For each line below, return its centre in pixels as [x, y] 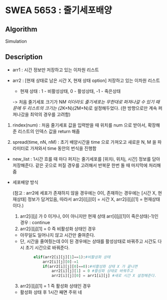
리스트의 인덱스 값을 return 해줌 [49, 131]
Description [24, 57]
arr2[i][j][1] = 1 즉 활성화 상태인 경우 [55, 286]
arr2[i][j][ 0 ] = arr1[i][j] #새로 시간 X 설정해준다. [104, 276]
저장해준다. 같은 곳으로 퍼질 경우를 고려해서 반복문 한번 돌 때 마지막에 [80, 165]
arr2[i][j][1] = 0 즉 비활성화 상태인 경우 [58, 229]
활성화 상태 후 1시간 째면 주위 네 [51, 292]
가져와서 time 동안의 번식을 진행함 [63, 148]
